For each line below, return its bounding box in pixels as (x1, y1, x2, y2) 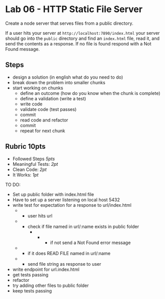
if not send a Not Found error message (50, 240, 131, 246)
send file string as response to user (27, 261, 101, 267)
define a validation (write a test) (20, 95, 86, 101)
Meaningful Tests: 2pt (12, 161, 58, 167)
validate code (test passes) (20, 106, 77, 112)
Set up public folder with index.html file (12, 191, 94, 197)
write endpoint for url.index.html (12, 266, 80, 272)
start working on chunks (12, 85, 64, 91)
